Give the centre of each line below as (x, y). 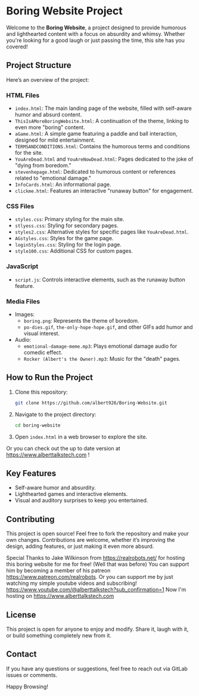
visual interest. (42, 333)
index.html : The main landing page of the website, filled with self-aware (103, 108)
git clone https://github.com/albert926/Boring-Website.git (91, 403)
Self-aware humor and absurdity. (55, 487)
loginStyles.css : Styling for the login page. (68, 245)
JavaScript (22, 266)
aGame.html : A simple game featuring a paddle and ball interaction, (96, 134)
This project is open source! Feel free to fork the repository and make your (98, 534)
